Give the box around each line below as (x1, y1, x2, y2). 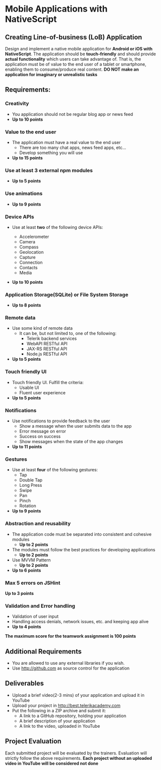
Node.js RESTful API (26, 351, 67, 357)
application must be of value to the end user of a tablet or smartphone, (5, 62, 146, 67)
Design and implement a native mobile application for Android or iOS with (5, 46, 153, 51)
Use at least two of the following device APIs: (12, 224, 103, 230)
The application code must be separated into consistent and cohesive (12, 531, 152, 537)
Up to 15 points (12, 155, 43, 160)
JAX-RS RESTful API (26, 346, 67, 352)
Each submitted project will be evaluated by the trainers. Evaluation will (5, 750, 147, 756)
